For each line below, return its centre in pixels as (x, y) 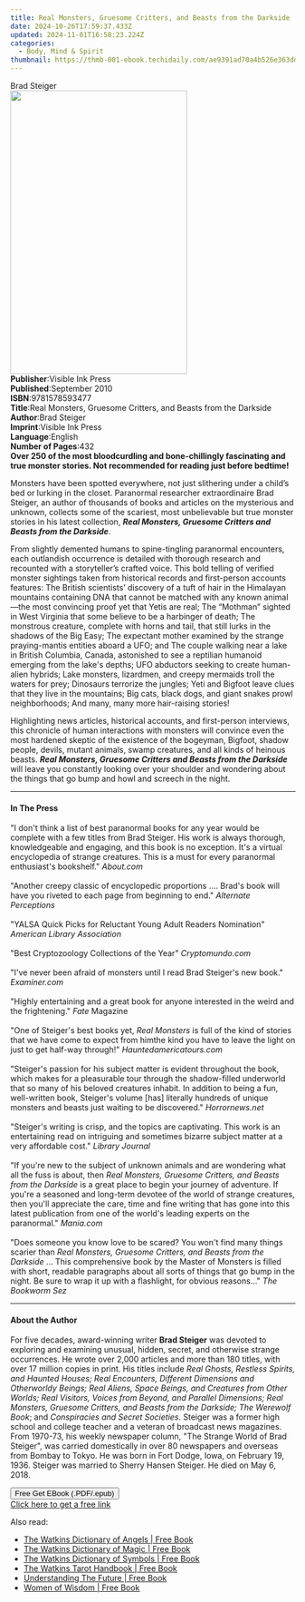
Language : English (44, 437)
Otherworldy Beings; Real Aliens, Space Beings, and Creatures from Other (149, 1388)
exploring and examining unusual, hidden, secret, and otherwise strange (145, 1350)
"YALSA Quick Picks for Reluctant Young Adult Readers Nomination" (138, 924)
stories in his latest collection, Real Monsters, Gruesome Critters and (140, 522)
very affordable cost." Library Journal (81, 1146)
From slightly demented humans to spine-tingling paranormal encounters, (148, 549)
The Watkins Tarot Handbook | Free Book (100, 1568)
